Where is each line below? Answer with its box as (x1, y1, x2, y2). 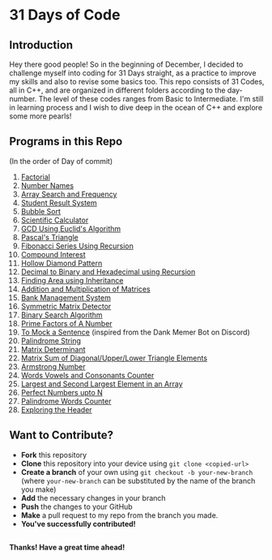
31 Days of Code (9, 6, 121, 24)
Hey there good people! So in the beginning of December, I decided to (9, 59, 244, 69)
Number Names (20, 180, 74, 190)
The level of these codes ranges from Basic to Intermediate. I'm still (38, 94, 264, 103)
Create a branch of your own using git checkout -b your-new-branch (20, 467, 253, 476)
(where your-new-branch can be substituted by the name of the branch (20, 476, 256, 485)
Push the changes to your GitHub (20, 502, 133, 511)
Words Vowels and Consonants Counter (20, 370, 155, 380)
